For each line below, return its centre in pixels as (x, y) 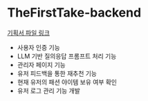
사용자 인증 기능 (38, 47)
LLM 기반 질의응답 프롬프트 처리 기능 (67, 56)
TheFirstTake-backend (74, 13)
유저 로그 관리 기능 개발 (49, 91)
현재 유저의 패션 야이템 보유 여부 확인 (67, 82)
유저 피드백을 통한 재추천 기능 (57, 73)
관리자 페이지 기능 (41, 64)
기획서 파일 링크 (29, 33)
